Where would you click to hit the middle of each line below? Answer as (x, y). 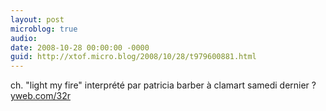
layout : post (37, 19)
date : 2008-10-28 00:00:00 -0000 (80, 47)
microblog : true (44, 29)
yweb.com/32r (40, 96)
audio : (24, 38)
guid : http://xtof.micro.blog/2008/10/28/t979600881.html (133, 57)
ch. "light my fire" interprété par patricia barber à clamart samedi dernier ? (163, 85)
